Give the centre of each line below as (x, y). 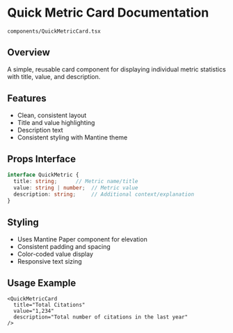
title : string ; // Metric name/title (76, 182)
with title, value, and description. (54, 76)
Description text (40, 130)
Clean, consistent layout (52, 115)
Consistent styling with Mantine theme (72, 137)
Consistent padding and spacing (64, 246)
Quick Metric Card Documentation (108, 13)
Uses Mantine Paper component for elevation (82, 239)
